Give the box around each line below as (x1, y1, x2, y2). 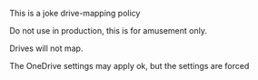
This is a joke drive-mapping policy (9, 8, 141, 18)
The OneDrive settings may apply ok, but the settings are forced (9, 61, 250, 71)
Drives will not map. (9, 43, 84, 54)
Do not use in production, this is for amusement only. (9, 25, 207, 35)
